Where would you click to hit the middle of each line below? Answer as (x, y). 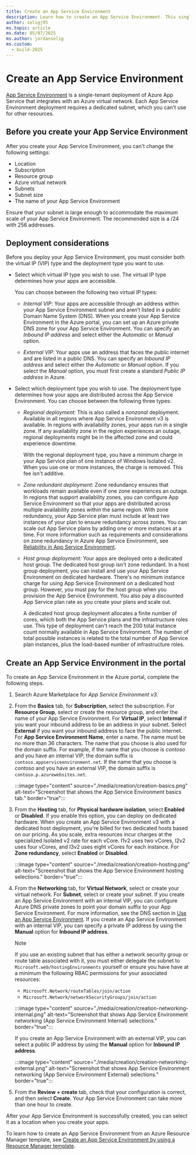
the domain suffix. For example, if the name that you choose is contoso (100, 750)
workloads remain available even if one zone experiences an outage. (106, 491)
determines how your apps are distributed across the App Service (94, 395)
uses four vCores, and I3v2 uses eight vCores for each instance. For (97, 847)
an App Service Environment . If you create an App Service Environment (100, 920)
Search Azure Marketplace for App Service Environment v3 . (86, 695)
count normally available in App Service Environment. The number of (106, 632)
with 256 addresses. (31, 225)
